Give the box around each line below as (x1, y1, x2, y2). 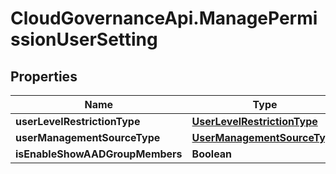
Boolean (191, 147, 233, 161)
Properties (10, 68, 78, 85)
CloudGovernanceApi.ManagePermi (10, 7, 318, 30)
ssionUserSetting (10, 28, 158, 51)
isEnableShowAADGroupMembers (15, 147, 183, 161)
